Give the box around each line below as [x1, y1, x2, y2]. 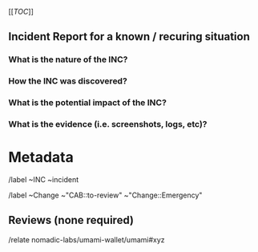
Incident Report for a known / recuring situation [8, 30, 251, 43]
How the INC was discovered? [8, 75, 128, 87]
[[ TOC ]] [8, 7, 34, 16]
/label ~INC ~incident [8, 175, 79, 185]
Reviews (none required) [8, 213, 135, 227]
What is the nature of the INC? [8, 54, 128, 65]
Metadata [8, 148, 74, 167]
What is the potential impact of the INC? [8, 97, 167, 108]
